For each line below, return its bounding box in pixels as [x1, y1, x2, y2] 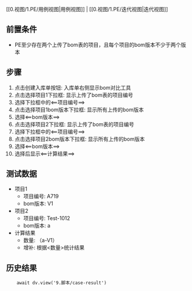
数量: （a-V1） [23, 237, 58, 244]
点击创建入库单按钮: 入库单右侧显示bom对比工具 [14, 84, 131, 91]
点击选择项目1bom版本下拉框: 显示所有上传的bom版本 [14, 106, 144, 113]
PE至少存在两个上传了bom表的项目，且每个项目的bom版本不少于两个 [14, 41, 181, 48]
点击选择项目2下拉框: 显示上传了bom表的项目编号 [14, 120, 135, 128]
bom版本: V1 [23, 200, 54, 207]
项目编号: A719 [23, 193, 59, 200]
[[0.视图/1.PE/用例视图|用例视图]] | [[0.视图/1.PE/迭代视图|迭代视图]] [6, 6, 169, 12]
